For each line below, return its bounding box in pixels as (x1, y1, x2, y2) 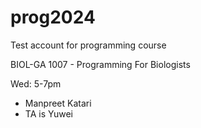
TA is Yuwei (24, 107, 73, 120)
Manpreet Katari (24, 97, 92, 109)
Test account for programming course (10, 39, 167, 51)
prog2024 (10, 6, 96, 29)
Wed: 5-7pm (10, 77, 62, 90)
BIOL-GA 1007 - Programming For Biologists (10, 58, 191, 70)
